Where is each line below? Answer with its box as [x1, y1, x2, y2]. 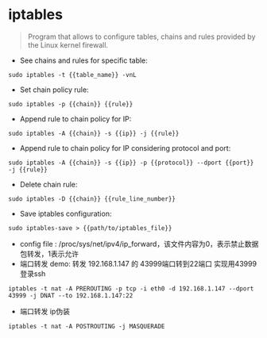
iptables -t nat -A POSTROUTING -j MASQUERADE [8, 322, 165, 330]
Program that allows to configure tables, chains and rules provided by [27, 32, 256, 41]
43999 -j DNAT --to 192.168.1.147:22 [8, 291, 133, 299]
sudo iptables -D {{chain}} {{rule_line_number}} [8, 194, 176, 203]
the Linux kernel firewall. [27, 40, 109, 49]
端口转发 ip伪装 [19, 306, 70, 316]
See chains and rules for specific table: [19, 56, 149, 65]
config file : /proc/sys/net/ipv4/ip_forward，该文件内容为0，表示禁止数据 [19, 239, 259, 248]
